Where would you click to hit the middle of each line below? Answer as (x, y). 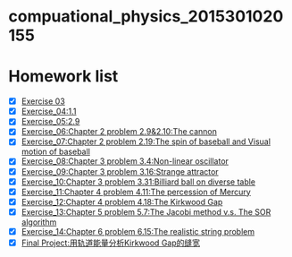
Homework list (63, 77)
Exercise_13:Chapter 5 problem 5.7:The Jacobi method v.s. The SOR (146, 211)
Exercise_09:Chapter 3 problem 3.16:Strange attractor (120, 171)
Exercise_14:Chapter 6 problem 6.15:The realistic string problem (138, 231)
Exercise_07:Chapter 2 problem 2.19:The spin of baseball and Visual (146, 141)
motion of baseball (56, 152)
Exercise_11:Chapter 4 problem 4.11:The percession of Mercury (136, 192)
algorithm (39, 222)
